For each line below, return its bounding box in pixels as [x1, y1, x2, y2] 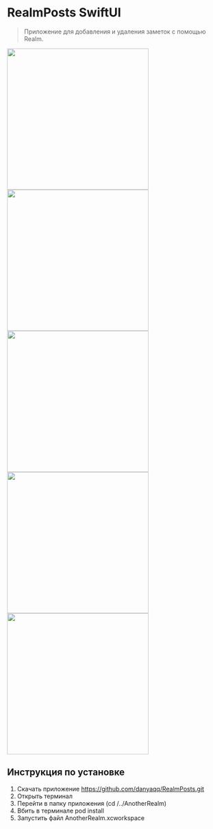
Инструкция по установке [7, 767, 125, 778]
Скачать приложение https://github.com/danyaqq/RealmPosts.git [16, 785, 204, 793]
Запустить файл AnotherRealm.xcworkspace [16, 813, 145, 822]
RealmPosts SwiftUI [7, 5, 121, 21]
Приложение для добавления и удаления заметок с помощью [23, 27, 206, 36]
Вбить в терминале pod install [16, 806, 105, 815]
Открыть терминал [16, 792, 73, 800]
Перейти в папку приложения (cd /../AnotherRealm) [16, 799, 166, 807]
